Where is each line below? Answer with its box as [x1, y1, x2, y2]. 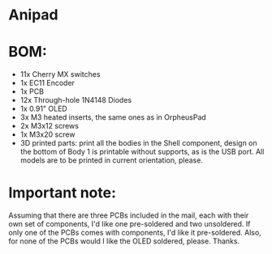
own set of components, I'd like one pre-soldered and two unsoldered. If [8, 219, 251, 229]
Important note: [8, 184, 116, 202]
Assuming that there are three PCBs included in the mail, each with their [8, 210, 249, 220]
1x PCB [19, 87, 45, 96]
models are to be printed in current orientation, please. [19, 155, 203, 165]
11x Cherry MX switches [19, 70, 101, 79]
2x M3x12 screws [19, 121, 80, 131]
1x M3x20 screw [19, 129, 76, 139]
